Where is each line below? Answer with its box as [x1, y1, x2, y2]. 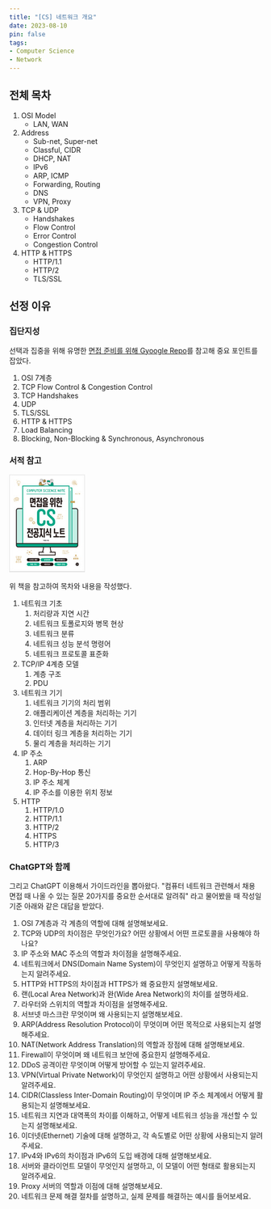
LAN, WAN [32, 119, 69, 129]
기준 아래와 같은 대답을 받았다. [9, 902, 104, 911]
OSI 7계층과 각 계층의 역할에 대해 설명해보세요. [20, 919, 169, 928]
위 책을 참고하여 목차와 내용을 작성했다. [9, 581, 132, 590]
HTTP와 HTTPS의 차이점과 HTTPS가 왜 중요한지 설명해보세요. [20, 979, 219, 989]
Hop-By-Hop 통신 [32, 767, 91, 776]
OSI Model [20, 110, 56, 120]
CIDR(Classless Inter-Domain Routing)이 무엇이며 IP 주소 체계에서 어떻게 [20, 1090, 255, 1100]
